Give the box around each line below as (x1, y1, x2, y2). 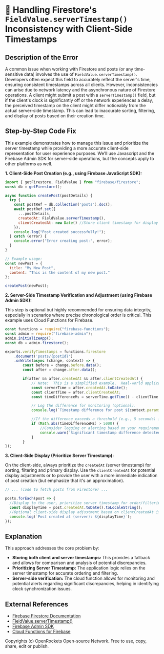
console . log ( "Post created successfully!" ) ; (14, 229, 106, 234)
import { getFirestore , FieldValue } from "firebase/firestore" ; (5, 179, 141, 185)
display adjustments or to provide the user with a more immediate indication (5, 473, 158, 479)
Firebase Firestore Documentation (12, 613, 81, 619)
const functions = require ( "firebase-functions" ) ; (5, 327, 110, 332)
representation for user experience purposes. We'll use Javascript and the (5, 150, 155, 156)
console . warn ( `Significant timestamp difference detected (40, 430, 161, 435)
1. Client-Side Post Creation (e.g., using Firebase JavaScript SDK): (5, 170, 142, 176)
